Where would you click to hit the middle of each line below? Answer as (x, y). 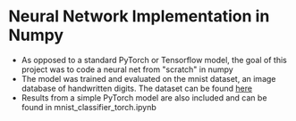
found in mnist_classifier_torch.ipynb (89, 107)
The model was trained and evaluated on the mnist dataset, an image (148, 78)
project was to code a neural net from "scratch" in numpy (127, 69)
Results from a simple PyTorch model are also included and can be (144, 97)
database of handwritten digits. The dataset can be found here (136, 88)
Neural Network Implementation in (139, 16)
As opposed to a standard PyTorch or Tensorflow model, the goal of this (154, 60)
